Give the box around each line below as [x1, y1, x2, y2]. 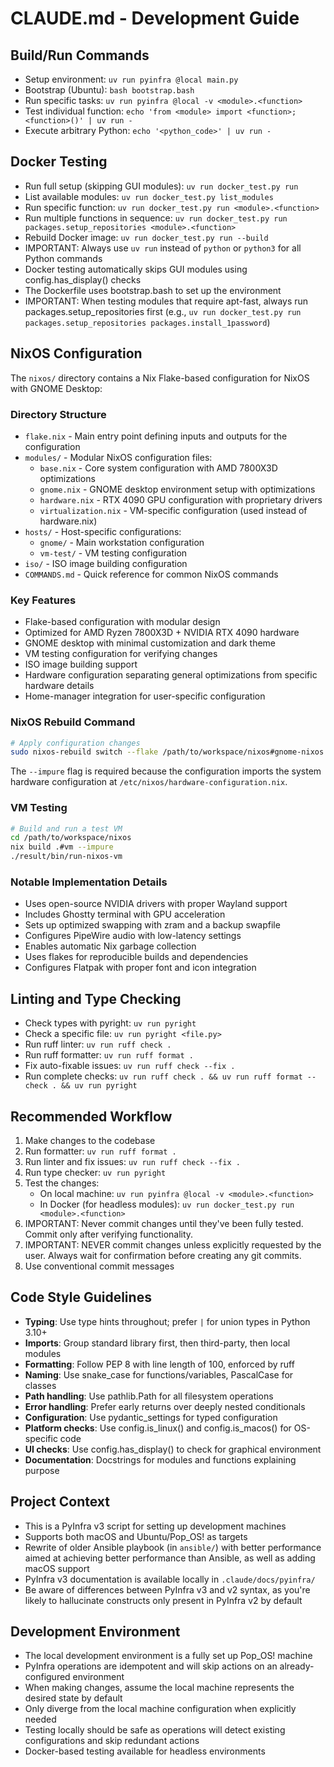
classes [24, 1379, 57, 1391]
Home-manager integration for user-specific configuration [24, 690, 266, 702]
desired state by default [24, 1692, 123, 1704]
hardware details [24, 680, 95, 692]
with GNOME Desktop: [10, 382, 103, 394]
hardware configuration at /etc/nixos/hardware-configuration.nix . [10, 776, 288, 788]
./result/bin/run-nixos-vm [10, 852, 123, 862]
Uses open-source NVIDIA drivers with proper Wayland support [24, 898, 288, 910]
